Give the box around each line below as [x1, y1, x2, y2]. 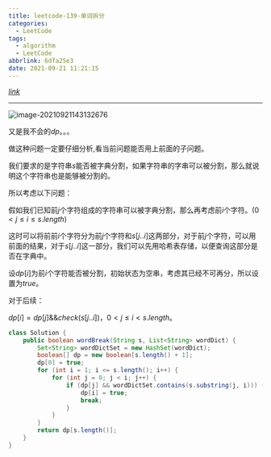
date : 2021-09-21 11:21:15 [8, 65, 99, 73]
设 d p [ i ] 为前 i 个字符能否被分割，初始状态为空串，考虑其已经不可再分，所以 [8, 268, 252, 278]
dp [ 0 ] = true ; [37, 358, 85, 367]
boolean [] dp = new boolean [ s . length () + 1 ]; [37, 351, 194, 359]
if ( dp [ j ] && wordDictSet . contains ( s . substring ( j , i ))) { [65, 381, 265, 389]
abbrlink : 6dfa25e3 [8, 57, 74, 65]
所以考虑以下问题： [8, 187, 73, 198]
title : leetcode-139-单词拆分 [8, 11, 105, 20]
